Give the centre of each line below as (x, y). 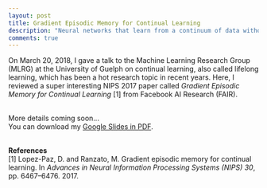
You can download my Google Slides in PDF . (81, 127)
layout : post (30, 16)
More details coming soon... (54, 118)
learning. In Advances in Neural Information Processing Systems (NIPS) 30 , (132, 167)
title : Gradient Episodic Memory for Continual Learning (104, 23)
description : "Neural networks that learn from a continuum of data (124, 30)
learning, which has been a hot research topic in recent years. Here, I (121, 77)
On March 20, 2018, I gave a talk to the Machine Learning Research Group (129, 61)
